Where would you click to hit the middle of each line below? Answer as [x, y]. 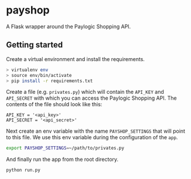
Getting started [35, 45]
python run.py [23, 170]
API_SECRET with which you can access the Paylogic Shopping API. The [91, 98]
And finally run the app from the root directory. [62, 160]
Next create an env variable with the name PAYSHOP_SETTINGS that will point [96, 131]
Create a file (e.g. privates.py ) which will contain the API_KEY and [85, 92]
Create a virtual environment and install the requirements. [76, 59]
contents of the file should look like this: [54, 104]
